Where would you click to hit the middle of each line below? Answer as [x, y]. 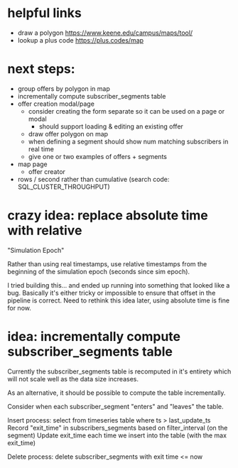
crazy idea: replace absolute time [108, 216]
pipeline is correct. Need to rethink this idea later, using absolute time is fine [118, 300]
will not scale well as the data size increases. [73, 379]
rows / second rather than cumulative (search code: [93, 179]
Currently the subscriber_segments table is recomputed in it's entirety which [119, 371]
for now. [20, 308]
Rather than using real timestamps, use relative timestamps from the [107, 263]
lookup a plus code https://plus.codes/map [81, 40]
